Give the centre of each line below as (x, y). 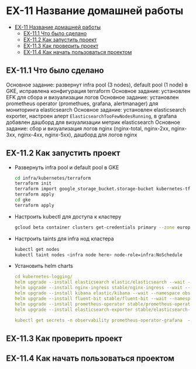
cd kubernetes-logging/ (44, 277)
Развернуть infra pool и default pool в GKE (67, 167)
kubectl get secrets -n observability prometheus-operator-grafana (98, 320)
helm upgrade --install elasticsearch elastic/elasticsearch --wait (100, 282)
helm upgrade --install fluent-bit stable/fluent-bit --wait (91, 298)
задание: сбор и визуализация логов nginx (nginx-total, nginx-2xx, (88, 128)
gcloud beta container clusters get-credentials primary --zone (94, 227)
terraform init (33, 183)
